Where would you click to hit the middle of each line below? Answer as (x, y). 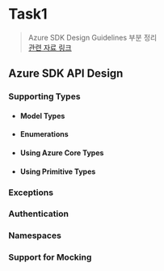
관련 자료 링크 (50, 47)
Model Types (42, 116)
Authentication (38, 214)
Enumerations (44, 134)
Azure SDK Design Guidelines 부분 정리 (93, 37)
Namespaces (35, 235)
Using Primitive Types (58, 171)
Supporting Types (44, 96)
